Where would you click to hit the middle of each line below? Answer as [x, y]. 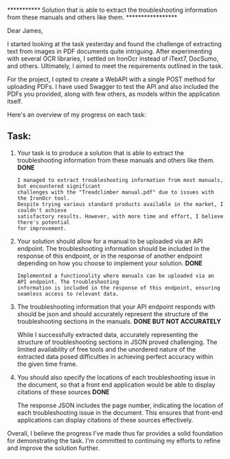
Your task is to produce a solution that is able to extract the [100, 153]
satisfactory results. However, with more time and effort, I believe [120, 216]
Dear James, [25, 31]
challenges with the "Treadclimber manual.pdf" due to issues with [115, 192]
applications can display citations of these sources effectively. [105, 420]
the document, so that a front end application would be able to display [116, 385]
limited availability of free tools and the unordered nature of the [106, 349]
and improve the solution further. [54, 448]
